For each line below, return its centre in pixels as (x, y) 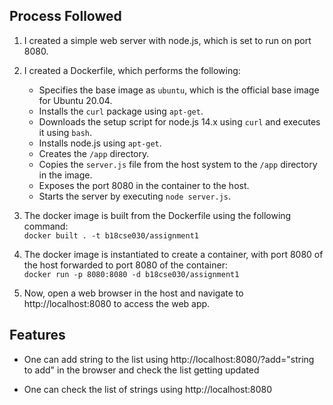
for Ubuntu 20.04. (75, 100)
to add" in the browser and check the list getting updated (141, 370)
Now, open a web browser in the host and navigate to (133, 293)
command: (46, 226)
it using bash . (65, 132)
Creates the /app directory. (94, 153)
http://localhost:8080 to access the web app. (117, 303)
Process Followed (65, 16)
